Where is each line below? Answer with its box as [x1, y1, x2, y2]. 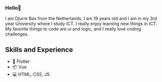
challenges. [5, 31, 29, 37]
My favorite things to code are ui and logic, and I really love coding [5, 26, 141, 32]
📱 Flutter [12, 58, 30, 64]
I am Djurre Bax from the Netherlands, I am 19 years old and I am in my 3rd [5, 16, 158, 22]
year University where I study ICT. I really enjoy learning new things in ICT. [5, 21, 158, 27]
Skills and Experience [5, 45, 73, 54]
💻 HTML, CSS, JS [12, 71, 50, 78]
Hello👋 [5, 4, 21, 11]
